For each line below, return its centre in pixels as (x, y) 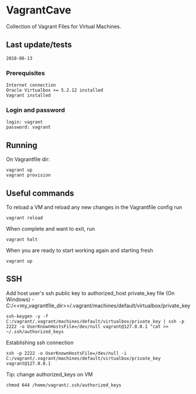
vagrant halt (22, 239)
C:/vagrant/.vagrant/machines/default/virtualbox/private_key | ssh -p (95, 321)
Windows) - (20, 299)
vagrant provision (28, 175)
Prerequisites (25, 73)
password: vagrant (28, 127)
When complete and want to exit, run (51, 228)
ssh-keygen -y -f (27, 316)
